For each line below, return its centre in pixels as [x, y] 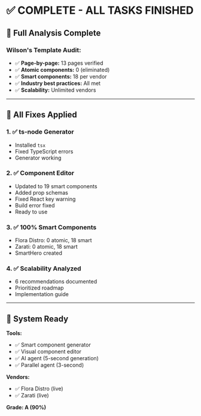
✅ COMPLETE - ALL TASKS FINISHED [100, 10]
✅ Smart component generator [53, 345]
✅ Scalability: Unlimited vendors [55, 90]
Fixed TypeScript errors [44, 151]
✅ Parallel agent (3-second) [49, 365]
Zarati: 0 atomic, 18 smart [46, 247]
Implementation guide [42, 294]
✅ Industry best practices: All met [57, 83]
